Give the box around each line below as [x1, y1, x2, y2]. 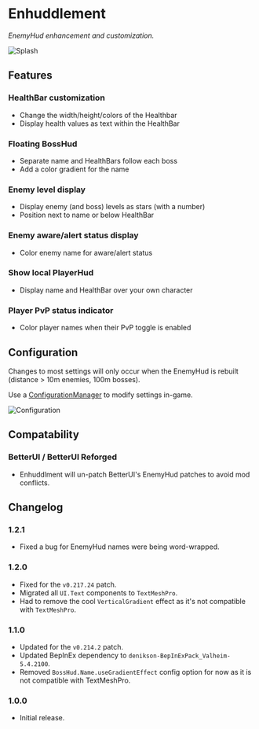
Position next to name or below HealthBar [19, 210, 155, 220]
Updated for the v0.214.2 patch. [19, 642, 124, 651]
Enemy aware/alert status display [8, 230, 139, 241]
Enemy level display [8, 184, 86, 195]
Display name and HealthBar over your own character [19, 285, 194, 295]
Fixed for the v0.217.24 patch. [19, 580, 117, 589]
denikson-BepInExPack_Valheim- [128, 652, 231, 660]
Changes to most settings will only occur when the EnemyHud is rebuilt [8, 366, 239, 376]
